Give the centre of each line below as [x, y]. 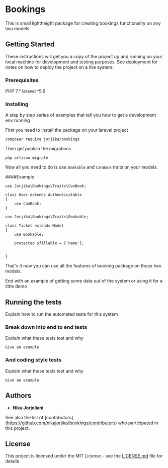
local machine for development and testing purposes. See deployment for [81, 62]
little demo [16, 286]
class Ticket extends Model [35, 226]
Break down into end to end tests [46, 327]
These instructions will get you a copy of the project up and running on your [84, 56]
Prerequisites [22, 80]
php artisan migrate [27, 158]
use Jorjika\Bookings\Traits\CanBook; [46, 186]
